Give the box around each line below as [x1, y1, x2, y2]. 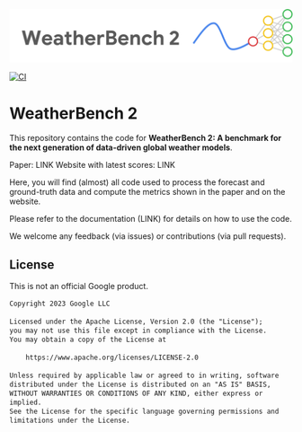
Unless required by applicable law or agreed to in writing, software [9, 371, 280, 381]
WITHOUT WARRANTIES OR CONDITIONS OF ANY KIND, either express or [9, 389, 263, 399]
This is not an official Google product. [9, 281, 148, 292]
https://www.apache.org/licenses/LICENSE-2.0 [25, 353, 200, 363]
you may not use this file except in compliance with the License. [9, 326, 268, 336]
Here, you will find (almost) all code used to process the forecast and [9, 177, 265, 188]
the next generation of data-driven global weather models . [9, 142, 233, 153]
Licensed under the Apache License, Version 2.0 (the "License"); [9, 317, 263, 327]
